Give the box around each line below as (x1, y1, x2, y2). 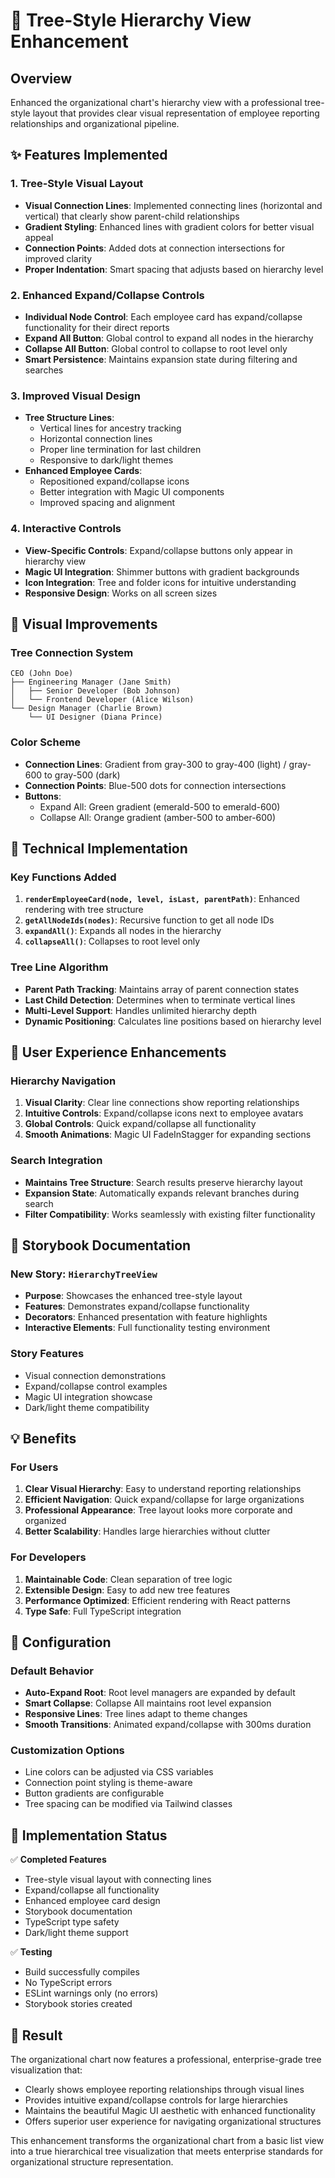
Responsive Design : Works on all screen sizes (24, 587, 218, 599)
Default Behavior (10, 1664, 94, 1678)
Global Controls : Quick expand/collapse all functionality (24, 1118, 257, 1130)
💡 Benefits (10, 1430, 77, 1447)
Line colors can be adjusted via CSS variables (24, 1766, 214, 1778)
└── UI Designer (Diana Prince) (28, 712, 163, 723)
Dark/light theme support (24, 1927, 129, 1939)
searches (24, 364, 64, 376)
